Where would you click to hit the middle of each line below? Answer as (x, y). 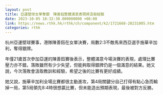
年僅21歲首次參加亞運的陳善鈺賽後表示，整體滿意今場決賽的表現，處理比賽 (80, 59)
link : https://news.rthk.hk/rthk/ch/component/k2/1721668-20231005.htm (80, 23)
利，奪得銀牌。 (20, 48)
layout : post (18, 10)
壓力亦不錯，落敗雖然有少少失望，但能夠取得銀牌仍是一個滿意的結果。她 (78, 65)
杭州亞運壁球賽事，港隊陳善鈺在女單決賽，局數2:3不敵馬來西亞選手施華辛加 (81, 43)
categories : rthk (23, 28)
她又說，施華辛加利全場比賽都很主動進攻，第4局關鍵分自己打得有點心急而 (80, 82)
